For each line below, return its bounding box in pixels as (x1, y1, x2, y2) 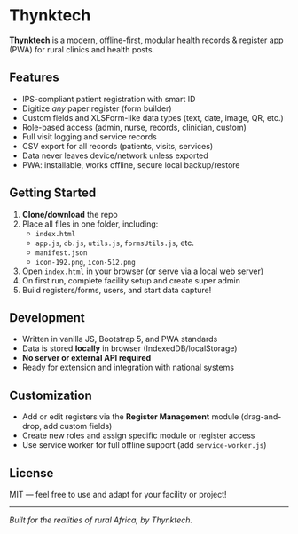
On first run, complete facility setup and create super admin (21, 275, 241, 285)
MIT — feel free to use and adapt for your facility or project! (9, 490, 228, 499)
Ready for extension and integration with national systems (21, 362, 235, 373)
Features (9, 70, 59, 85)
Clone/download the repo (21, 209, 118, 219)
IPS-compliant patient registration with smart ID (21, 93, 196, 104)
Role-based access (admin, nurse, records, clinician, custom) (21, 122, 247, 132)
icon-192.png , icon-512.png (35, 256, 136, 267)
